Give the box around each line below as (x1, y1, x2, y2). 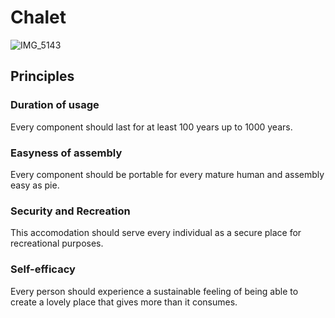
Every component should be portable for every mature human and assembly (10, 168, 325, 180)
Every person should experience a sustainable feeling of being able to (10, 285, 299, 297)
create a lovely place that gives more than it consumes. (10, 296, 238, 308)
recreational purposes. (10, 237, 104, 250)
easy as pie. (10, 179, 60, 191)
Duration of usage (10, 98, 100, 112)
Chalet (10, 6, 67, 29)
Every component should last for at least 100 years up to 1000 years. (10, 121, 293, 133)
